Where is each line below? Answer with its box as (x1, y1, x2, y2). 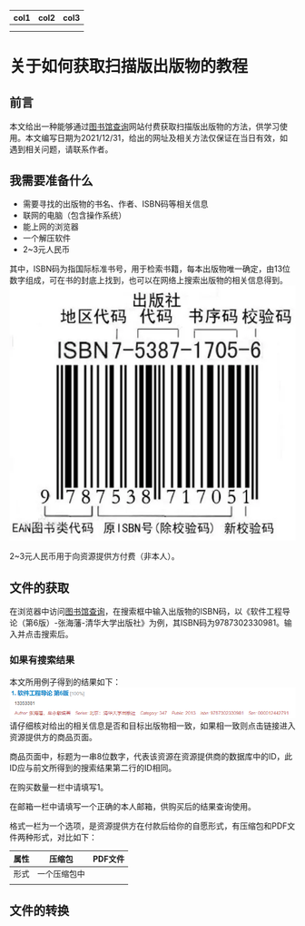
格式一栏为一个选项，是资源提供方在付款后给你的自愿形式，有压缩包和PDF (9, 820, 288, 831)
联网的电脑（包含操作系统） (22, 210, 127, 221)
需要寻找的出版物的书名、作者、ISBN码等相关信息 (22, 198, 209, 209)
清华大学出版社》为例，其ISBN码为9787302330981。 (84, 617, 284, 628)
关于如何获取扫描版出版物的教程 (9, 56, 249, 76)
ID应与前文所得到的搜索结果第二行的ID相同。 (9, 762, 177, 773)
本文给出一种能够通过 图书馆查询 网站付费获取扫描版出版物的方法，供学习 (9, 120, 280, 132)
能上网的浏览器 (22, 221, 79, 232)
